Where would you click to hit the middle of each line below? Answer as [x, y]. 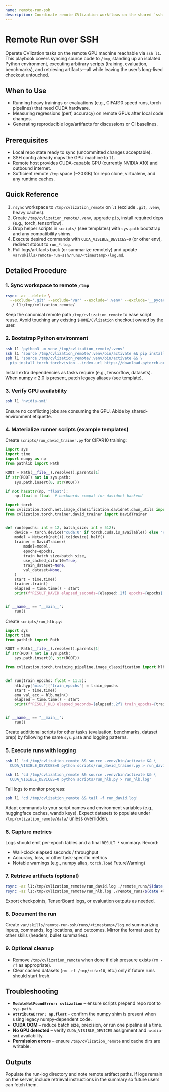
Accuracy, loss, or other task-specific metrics [60, 857]
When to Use [26, 90]
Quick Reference [32, 195]
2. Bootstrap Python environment [47, 338]
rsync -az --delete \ [28, 296]
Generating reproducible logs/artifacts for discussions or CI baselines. [85, 124]
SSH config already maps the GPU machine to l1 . [64, 158]
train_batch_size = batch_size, [55, 556]
